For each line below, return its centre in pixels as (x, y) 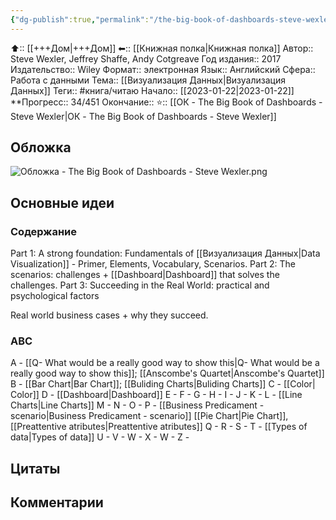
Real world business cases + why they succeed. (109, 315)
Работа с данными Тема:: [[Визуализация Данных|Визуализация (148, 80)
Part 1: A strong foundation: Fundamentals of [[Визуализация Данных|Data (165, 253)
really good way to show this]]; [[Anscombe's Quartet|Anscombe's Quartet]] (167, 373)
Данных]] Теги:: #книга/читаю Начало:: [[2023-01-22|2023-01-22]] (152, 90)
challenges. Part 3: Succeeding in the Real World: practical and (140, 285)
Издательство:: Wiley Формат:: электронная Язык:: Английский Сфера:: (163, 69)
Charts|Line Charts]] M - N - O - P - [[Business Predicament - (137, 405)
